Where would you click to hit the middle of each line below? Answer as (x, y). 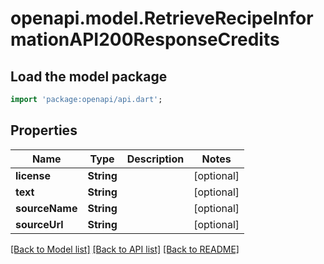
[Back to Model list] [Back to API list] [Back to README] (125, 249)
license (33, 175)
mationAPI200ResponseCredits (145, 39)
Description (155, 159)
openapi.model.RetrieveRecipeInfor (162, 18)
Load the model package (89, 76)
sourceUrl (39, 224)
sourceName (46, 208)
